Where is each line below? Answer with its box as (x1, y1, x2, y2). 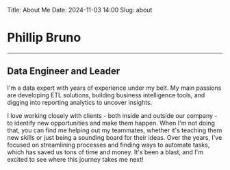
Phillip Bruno (7, 30, 81, 45)
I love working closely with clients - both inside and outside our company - (7, 111, 218, 119)
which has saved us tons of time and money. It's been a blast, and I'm (7, 147, 204, 156)
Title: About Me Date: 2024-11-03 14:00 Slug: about (7, 6, 153, 14)
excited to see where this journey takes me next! (7, 155, 144, 163)
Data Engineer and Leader (7, 65, 120, 77)
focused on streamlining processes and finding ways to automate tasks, (7, 141, 210, 149)
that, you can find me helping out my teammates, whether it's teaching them (7, 126, 222, 134)
